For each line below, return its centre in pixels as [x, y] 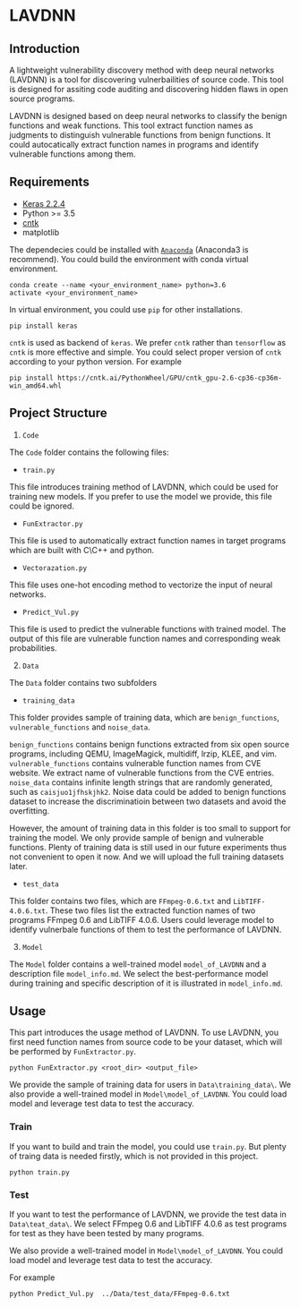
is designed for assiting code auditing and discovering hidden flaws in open [149, 89]
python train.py [39, 1172]
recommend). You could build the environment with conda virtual [129, 259]
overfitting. [30, 810]
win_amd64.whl [36, 386]
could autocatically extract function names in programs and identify [134, 145]
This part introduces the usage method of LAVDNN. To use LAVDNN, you [144, 1033]
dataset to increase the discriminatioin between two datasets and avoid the [148, 801]
